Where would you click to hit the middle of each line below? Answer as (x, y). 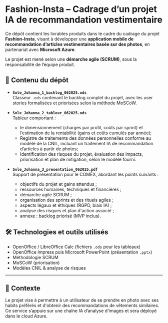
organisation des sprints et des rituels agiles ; (67, 200)
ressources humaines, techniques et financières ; (70, 189)
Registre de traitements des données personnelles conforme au (85, 138)
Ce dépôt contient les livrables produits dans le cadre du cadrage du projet (82, 33)
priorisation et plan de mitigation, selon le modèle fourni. (78, 159)
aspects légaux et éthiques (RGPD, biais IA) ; (66, 205)
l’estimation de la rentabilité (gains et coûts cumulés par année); (85, 133)
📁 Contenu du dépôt (37, 80)
